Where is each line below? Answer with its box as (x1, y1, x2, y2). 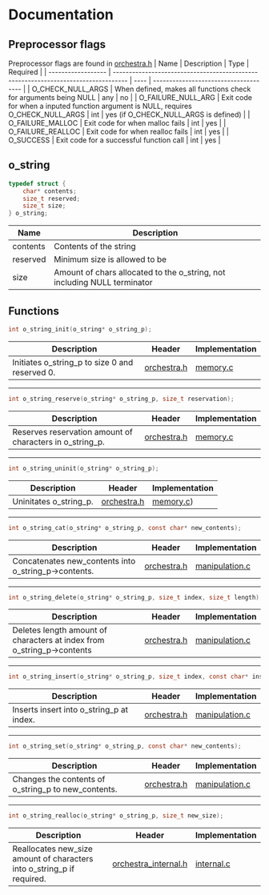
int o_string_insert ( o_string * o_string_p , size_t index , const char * (8, 672, 249, 681)
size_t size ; (22, 202, 66, 210)
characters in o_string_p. (12, 436, 106, 447)
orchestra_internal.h (111, 858, 188, 869)
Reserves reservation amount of (12, 426, 134, 437)
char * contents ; (22, 187, 78, 195)
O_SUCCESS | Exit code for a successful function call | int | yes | (8, 135, 222, 145)
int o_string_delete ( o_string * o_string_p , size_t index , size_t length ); (8, 593, 263, 601)
